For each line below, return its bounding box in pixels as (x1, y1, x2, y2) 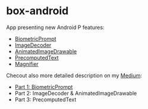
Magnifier (14, 60, 39, 68)
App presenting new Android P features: (6, 24, 105, 31)
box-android (6, 4, 69, 18)
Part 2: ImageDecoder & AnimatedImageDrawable (14, 89, 137, 97)
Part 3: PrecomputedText (14, 96, 77, 103)
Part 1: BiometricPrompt (14, 83, 73, 90)
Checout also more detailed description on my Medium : (6, 72, 143, 79)
